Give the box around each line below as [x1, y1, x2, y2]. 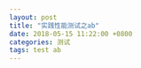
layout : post [9, 12, 58, 22]
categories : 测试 [9, 37, 71, 47]
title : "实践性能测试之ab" [9, 21, 100, 30]
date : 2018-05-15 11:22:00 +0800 [9, 29, 133, 38]
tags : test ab [9, 46, 62, 55]
